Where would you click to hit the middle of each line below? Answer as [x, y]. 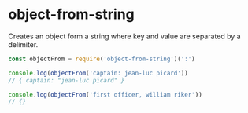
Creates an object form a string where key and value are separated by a [125, 36]
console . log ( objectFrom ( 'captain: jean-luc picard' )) [98, 73]
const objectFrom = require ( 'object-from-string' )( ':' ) [102, 59]
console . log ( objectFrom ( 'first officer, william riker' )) [105, 95]
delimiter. [23, 44]
